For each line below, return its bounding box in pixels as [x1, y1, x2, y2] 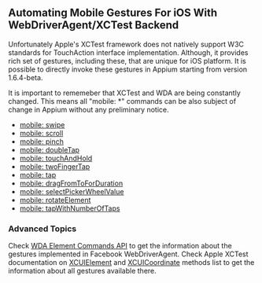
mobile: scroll [19, 128, 64, 138]
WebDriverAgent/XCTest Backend [8, 19, 179, 32]
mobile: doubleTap [19, 145, 80, 154]
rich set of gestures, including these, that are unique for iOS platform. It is [8, 56, 246, 65]
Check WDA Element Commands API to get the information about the [8, 241, 232, 251]
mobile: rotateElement [19, 195, 91, 204]
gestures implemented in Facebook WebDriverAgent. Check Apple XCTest [8, 249, 249, 259]
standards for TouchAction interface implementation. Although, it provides [8, 47, 249, 57]
